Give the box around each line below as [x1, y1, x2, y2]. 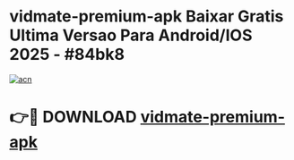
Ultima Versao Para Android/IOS [9, 25, 253, 46]
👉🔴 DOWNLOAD [9, 107, 137, 127]
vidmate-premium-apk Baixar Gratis [9, 6, 284, 27]
